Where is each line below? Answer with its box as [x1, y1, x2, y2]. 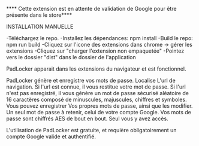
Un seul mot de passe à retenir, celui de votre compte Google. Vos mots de [6, 109, 192, 115]
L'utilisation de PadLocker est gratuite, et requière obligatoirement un [6, 127, 177, 133]
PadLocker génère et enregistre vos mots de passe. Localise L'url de [6, 77, 176, 84]
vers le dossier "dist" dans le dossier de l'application [6, 54, 136, 60]
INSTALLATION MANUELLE [6, 23, 74, 30]
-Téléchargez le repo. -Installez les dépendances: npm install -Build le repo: [6, 35, 193, 41]
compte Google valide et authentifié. [6, 133, 97, 140]
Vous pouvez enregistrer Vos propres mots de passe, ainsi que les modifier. [6, 102, 193, 109]
